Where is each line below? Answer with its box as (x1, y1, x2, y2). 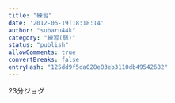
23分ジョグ (8, 86, 45, 95)
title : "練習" (8, 11, 53, 20)
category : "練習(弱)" (8, 33, 76, 42)
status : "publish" (8, 41, 69, 49)
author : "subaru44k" (8, 26, 77, 34)
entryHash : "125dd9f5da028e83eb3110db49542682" (8, 63, 169, 71)
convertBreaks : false (8, 56, 80, 64)
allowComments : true (8, 48, 77, 56)
